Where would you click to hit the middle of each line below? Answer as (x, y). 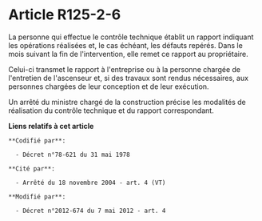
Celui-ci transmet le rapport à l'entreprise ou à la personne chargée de (125, 69)
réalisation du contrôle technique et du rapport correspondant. (111, 110)
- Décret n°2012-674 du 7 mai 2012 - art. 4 (91, 211)
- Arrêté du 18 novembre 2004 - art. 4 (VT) (91, 183)
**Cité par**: (32, 169)
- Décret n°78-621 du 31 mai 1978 (73, 155)
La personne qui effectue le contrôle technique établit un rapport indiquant (131, 37)
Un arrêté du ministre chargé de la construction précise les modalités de (127, 102)
